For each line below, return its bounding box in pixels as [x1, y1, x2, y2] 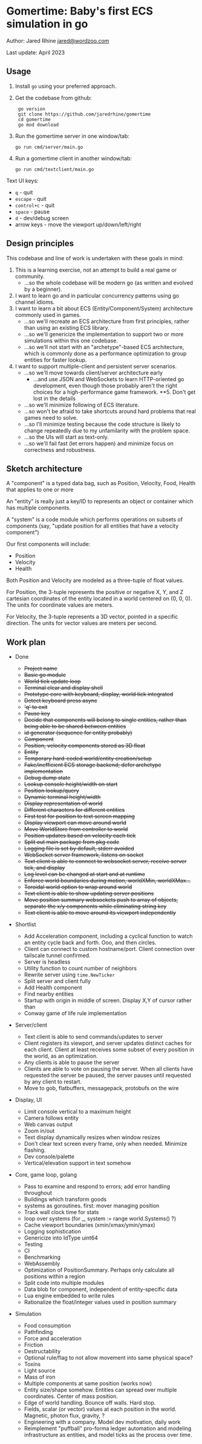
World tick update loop [24, 678, 81, 685]
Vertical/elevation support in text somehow [24, 1160, 131, 1167]
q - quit [15, 189, 33, 196]
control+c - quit [15, 201, 55, 209]
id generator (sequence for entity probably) [24, 729, 132, 736]
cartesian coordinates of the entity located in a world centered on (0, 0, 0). [6, 595, 192, 603]
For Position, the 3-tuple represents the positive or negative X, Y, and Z [6, 589, 183, 596]
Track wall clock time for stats [24, 1209, 99, 1216]
